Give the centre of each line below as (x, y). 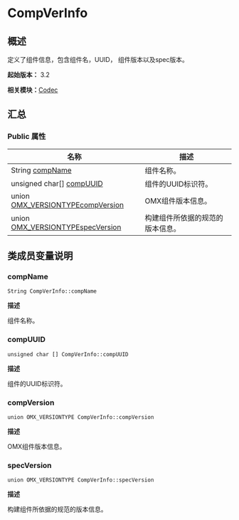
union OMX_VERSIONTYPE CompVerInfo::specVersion (81, 480)
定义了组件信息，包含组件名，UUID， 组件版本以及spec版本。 (98, 59)
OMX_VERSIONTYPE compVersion (68, 204)
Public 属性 (27, 137)
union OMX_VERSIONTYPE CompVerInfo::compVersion (81, 417)
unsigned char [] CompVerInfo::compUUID (68, 354)
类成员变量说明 (40, 256)
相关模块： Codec (33, 90)
